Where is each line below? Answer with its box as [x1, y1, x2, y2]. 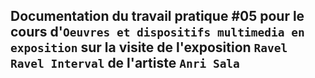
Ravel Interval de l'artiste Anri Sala [10, 55, 240, 72]
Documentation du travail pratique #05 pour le [10, 8, 305, 25]
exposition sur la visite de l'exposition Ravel [10, 39, 288, 56]
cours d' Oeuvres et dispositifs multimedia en [10, 24, 305, 41]
